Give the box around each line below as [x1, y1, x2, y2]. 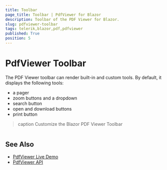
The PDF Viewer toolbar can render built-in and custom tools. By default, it [5, 74, 162, 80]
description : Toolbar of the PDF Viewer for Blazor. [5, 17, 120, 22]
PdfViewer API [12, 159, 43, 165]
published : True [5, 31, 40, 36]
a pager [12, 89, 30, 95]
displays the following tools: [5, 80, 64, 86]
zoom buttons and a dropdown [12, 95, 77, 101]
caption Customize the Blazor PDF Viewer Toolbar [17, 121, 123, 127]
